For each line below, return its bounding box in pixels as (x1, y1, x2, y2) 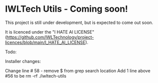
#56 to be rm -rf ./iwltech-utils (5, 73, 67, 79)
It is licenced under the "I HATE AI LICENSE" (5, 29, 94, 35)
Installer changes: (5, 58, 41, 64)
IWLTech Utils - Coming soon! (5, 3, 128, 15)
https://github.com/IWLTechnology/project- (6, 34, 94, 40)
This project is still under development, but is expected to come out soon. (5, 20, 153, 25)
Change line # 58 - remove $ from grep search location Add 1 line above (5, 67, 151, 74)
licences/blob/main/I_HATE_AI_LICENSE (5, 39, 86, 45)
